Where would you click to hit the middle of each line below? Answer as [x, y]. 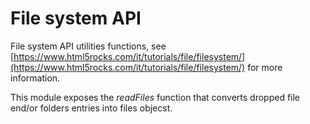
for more [265, 67]
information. [35, 78]
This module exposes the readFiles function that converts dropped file [155, 97]
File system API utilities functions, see [88, 46]
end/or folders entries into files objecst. [91, 108]
